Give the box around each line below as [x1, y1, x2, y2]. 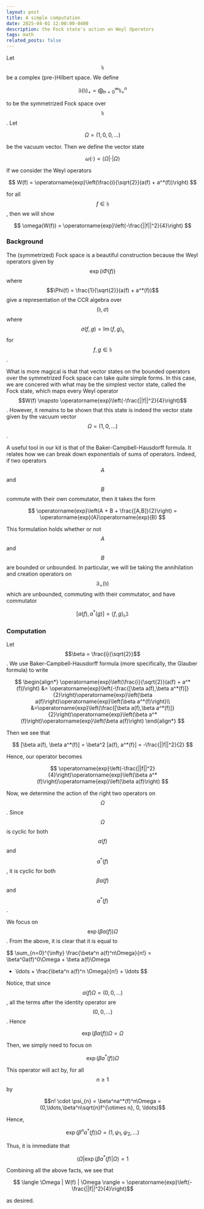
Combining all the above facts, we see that [6, 1167, 114, 1174]
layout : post [6, 9, 40, 15]
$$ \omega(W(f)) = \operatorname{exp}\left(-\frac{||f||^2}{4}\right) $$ [13, 222, 192, 230]
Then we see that [6, 729, 50, 737]
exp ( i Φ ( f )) [89, 267, 116, 274]
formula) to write [6, 666, 49, 674]
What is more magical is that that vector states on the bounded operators [6, 367, 191, 375]
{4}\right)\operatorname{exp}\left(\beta [48, 771, 148, 778]
